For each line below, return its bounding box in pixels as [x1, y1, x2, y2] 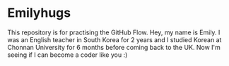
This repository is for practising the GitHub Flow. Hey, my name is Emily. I [7, 28, 221, 37]
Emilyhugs [7, 5, 71, 21]
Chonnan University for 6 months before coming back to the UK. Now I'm [7, 43, 221, 51]
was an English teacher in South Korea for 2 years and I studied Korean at [7, 35, 222, 44]
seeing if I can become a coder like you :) [7, 51, 128, 59]
